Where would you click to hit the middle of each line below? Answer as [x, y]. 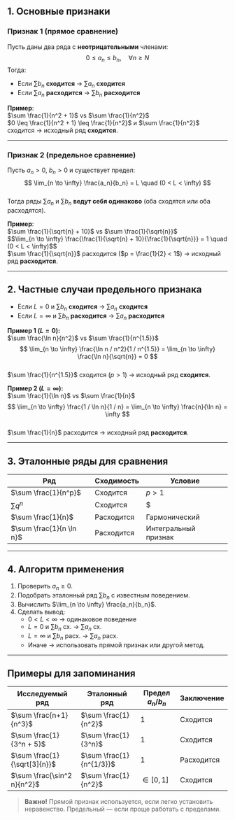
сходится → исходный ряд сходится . [63, 130]
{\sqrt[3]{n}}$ [34, 764]
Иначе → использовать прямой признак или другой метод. [116, 645]
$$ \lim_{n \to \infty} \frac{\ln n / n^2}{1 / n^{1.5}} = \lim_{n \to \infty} [117, 349]
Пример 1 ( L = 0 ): [34, 331]
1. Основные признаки [59, 12]
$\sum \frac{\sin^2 [41, 775]
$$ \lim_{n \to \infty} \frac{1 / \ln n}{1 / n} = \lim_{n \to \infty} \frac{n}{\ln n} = [117, 407]
